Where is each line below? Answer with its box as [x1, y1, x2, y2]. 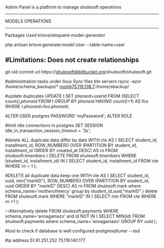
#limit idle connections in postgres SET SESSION [5, 122, 103, 128]
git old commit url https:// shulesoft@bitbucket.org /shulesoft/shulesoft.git [5, 68, 152, 75]
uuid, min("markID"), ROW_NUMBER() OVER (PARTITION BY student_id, [5, 178, 150, 183]
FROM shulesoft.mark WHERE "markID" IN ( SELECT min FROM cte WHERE [5, 193, 157, 199]
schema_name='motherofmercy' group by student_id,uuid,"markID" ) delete [5, 188, 158, 194]
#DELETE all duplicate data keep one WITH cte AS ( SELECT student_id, [5, 172, 150, 178]
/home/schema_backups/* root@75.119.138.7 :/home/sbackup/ [5, 83, 129, 90]
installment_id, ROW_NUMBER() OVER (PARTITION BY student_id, [5, 142, 138, 148]
